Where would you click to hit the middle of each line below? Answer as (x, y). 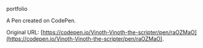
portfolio (17, 9)
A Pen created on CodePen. (41, 20)
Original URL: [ (25, 32)
